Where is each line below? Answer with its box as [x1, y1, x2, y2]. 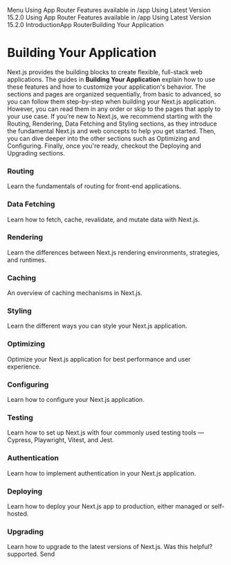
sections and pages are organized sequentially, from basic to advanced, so [7, 90, 221, 98]
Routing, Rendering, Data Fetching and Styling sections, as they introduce [7, 119, 218, 128]
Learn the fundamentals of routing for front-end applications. [7, 182, 181, 190]
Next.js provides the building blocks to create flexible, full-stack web [7, 67, 203, 76]
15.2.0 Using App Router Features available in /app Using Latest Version [7, 13, 212, 22]
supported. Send [7, 550, 55, 558]
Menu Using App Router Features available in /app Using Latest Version [7, 6, 211, 14]
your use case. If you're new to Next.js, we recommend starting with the [7, 112, 213, 120]
